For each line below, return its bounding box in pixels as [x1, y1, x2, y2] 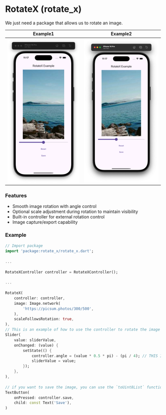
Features [5, 192, 27, 199]
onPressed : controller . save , [14, 395, 74, 400]
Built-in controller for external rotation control [12, 213, 105, 219]
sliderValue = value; [31, 358, 77, 363]
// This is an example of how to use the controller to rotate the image [5, 327, 161, 332]
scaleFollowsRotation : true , [14, 317, 74, 322]
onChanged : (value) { [14, 343, 58, 348]
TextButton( [5, 390, 30, 395]
